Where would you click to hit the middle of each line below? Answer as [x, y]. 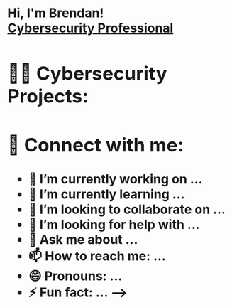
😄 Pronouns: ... [75, 276]
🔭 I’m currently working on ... [115, 179]
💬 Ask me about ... [83, 239]
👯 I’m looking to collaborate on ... [127, 209]
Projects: [48, 96]
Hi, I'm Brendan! [56, 13]
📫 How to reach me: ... [97, 256]
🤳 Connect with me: [96, 145]
